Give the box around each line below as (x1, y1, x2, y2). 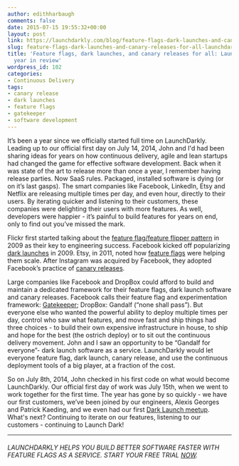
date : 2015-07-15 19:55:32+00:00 (7, 24, 107, 31)
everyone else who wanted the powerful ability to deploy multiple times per (7, 308, 228, 316)
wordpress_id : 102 (7, 64, 62, 71)
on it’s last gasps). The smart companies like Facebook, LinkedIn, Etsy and (7, 181, 225, 190)
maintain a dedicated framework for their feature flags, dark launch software (7, 285, 232, 293)
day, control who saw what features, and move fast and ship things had (7, 315, 217, 324)
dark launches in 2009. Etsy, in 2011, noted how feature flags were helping (7, 248, 225, 257)
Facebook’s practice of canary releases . (7, 263, 125, 272)
